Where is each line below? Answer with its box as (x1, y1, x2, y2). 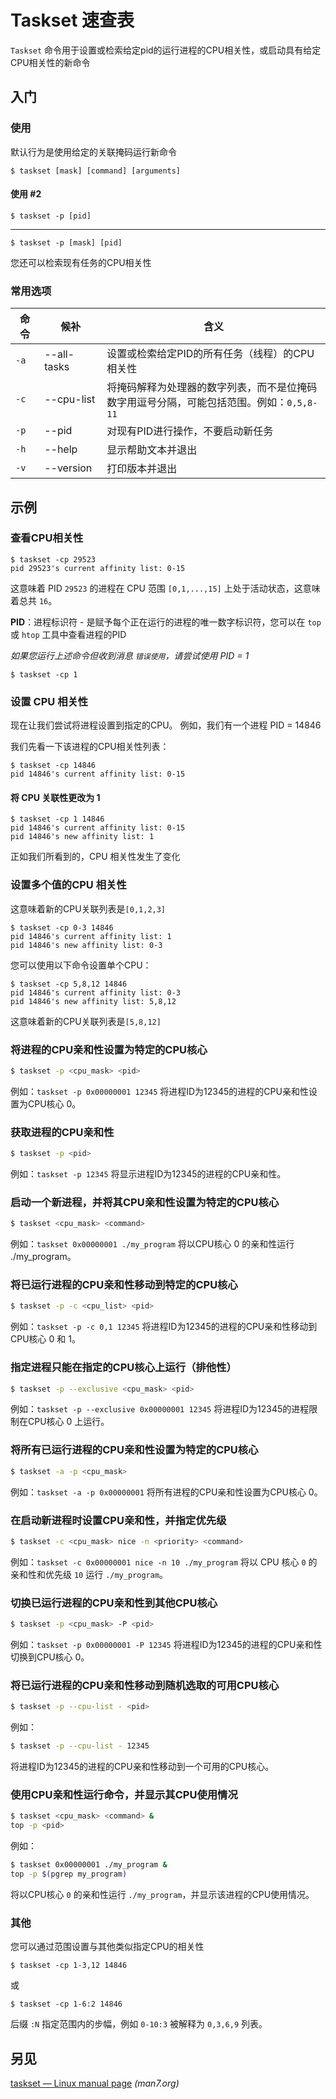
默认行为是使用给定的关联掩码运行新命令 (10, 146, 177, 158)
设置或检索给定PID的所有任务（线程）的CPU (106, 347, 315, 361)
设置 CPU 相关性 (10, 694, 89, 708)
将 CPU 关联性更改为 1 (10, 791, 101, 803)
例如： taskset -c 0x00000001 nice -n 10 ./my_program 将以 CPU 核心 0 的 (10, 1556, 318, 1568)
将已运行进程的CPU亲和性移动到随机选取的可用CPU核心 (10, 1678, 280, 1692)
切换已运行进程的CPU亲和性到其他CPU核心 (10, 1596, 218, 1610)
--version (44, 461, 93, 475)
